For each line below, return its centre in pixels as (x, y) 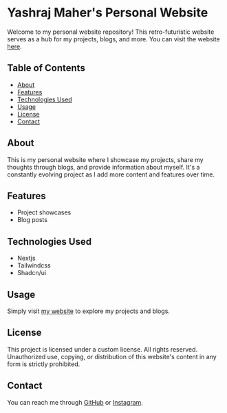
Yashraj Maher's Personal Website (108, 13)
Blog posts (32, 220)
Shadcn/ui (32, 273)
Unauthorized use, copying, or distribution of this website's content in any (112, 356)
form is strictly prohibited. (44, 364)
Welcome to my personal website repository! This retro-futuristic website (111, 32)
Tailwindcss (34, 265)
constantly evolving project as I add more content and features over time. (111, 174)
